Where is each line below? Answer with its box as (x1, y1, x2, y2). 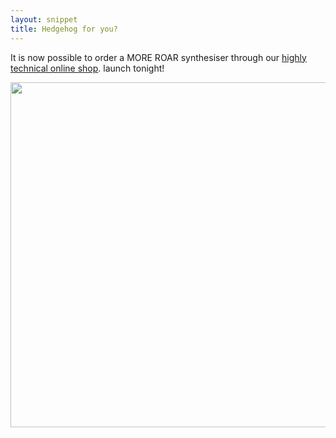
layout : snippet (10, 14, 78, 25)
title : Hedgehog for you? (10, 24, 118, 34)
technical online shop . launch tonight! (10, 62, 165, 74)
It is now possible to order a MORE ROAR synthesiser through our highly (10, 51, 307, 63)
